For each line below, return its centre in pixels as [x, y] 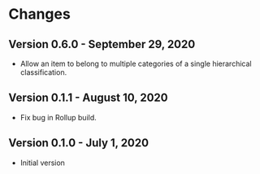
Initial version [42, 163]
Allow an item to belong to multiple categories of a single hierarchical [136, 63]
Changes [39, 14]
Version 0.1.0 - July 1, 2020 [78, 143]
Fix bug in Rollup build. [58, 117]
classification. [43, 72]
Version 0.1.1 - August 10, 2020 [88, 98]
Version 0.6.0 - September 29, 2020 [102, 44]
